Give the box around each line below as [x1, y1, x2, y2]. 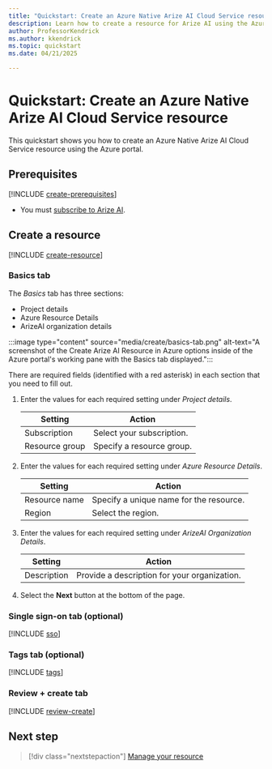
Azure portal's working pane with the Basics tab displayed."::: [8, 354, 214, 364]
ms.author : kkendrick [8, 34, 82, 43]
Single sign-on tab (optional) [8, 610, 124, 622]
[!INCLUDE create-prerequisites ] [8, 189, 117, 199]
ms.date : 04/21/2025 [8, 49, 79, 58]
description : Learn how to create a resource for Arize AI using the [8, 19, 249, 28]
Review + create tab [8, 688, 89, 699]
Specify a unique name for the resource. [91, 493, 245, 505]
